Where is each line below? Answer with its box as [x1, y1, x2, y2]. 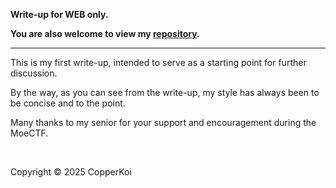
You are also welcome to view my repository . [10, 28, 200, 39]
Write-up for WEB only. [10, 9, 109, 20]
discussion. [10, 67, 58, 79]
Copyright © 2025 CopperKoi [10, 166, 132, 178]
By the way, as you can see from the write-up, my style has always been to [10, 87, 320, 98]
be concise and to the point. [10, 97, 126, 109]
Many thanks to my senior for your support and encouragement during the [10, 117, 317, 128]
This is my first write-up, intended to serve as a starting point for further [10, 57, 307, 68]
